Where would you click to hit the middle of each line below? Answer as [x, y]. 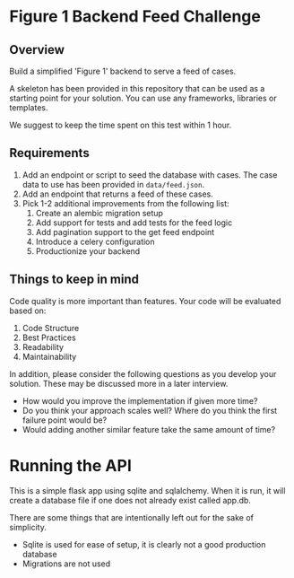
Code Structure [51, 328]
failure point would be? [65, 420]
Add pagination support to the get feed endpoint [125, 232]
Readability [43, 346]
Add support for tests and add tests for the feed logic [134, 223]
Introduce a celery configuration [95, 241]
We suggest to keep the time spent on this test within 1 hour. [121, 125]
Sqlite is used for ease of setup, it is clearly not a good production [144, 544]
